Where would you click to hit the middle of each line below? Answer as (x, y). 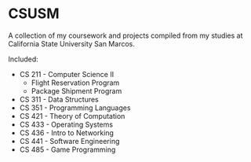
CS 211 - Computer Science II (67, 74)
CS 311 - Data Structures (59, 99)
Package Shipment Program (76, 90)
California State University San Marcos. (71, 43)
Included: (24, 59)
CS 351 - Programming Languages (75, 108)
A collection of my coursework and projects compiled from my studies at (125, 35)
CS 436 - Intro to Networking (66, 133)
